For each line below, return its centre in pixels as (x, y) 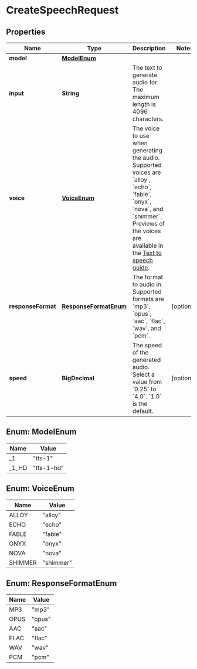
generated (147, 360)
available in (148, 245)
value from (147, 382)
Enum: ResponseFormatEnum (62, 583)
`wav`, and (147, 328)
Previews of (149, 223)
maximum (146, 97)
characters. (148, 119)
